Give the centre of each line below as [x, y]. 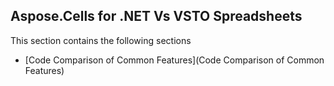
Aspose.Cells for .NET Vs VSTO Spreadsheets [156, 16]
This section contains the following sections [101, 40]
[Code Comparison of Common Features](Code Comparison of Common [174, 60]
